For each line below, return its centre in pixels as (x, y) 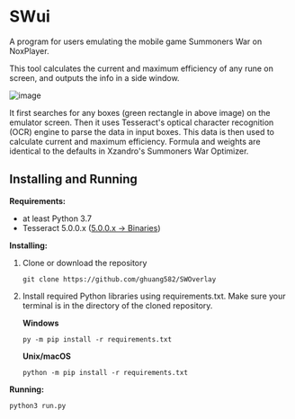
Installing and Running (73, 179)
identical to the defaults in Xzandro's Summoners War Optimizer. (129, 151)
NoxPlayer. (29, 50)
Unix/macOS (47, 356)
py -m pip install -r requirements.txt (97, 339)
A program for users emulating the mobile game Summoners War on (136, 41)
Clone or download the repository (85, 263)
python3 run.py (38, 406)
